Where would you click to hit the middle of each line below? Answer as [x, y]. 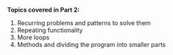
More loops [33, 37]
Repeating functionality [50, 30]
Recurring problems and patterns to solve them [84, 23]
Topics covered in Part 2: [44, 10]
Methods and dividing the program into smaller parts [91, 44]
